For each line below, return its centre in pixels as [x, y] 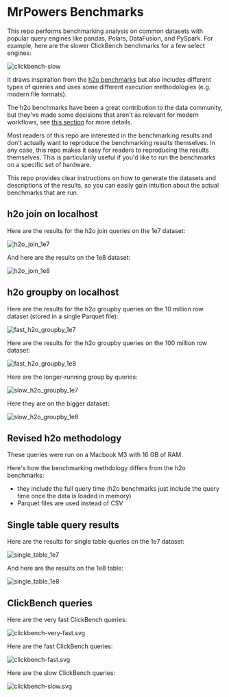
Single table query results [63, 525]
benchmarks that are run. [43, 192]
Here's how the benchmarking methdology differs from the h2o [97, 468]
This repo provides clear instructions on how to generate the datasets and [112, 178]
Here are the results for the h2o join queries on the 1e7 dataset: [96, 230]
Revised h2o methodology [64, 438]
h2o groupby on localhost [63, 292]
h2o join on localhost [52, 214]
